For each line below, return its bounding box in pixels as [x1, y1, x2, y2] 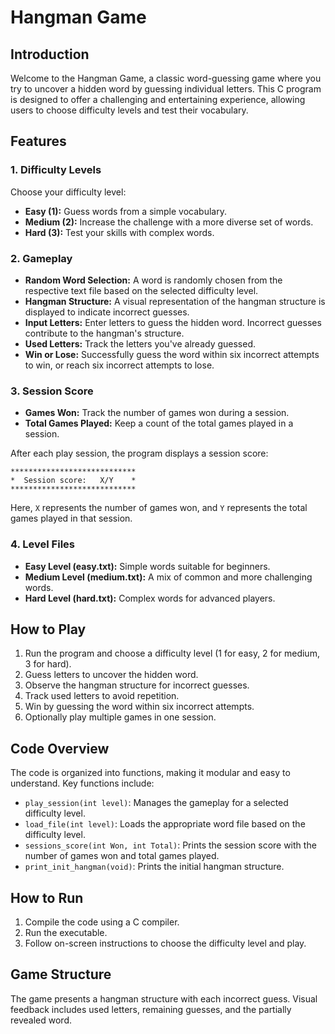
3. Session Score [10, 384, 94, 398]
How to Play [10, 621, 87, 638]
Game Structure [10, 966, 112, 983]
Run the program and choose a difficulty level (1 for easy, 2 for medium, [24, 647, 320, 660]
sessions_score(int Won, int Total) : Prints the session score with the [24, 839, 317, 851]
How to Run [10, 889, 84, 906]
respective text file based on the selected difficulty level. [24, 284, 259, 296]
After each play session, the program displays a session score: [10, 447, 269, 460]
